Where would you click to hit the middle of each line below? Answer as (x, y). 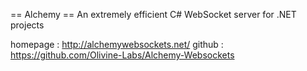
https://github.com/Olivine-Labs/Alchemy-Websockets (122, 55)
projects (27, 25)
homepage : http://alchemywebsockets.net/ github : (117, 44)
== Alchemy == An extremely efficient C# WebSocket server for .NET (153, 14)
